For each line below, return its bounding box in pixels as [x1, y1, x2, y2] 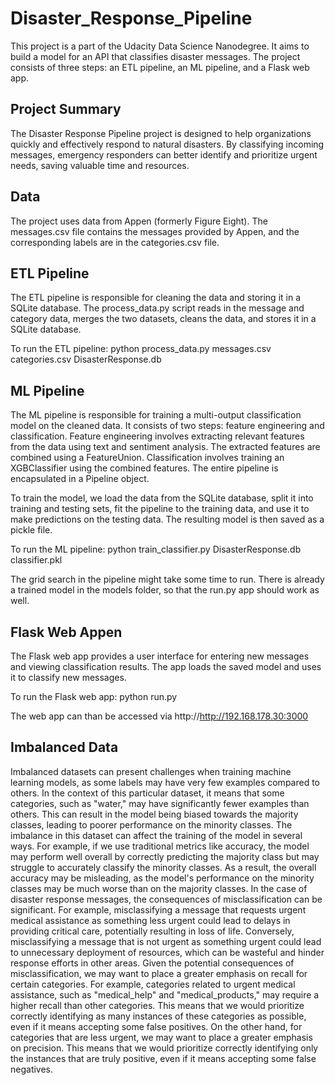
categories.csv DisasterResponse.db [10, 353, 162, 366]
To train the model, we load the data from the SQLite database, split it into [10, 492, 314, 504]
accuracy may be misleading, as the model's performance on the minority [10, 872, 315, 884]
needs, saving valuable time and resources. [10, 159, 190, 171]
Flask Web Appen [10, 623, 123, 641]
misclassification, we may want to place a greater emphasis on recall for [10, 967, 308, 979]
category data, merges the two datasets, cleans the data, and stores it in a [10, 313, 317, 325]
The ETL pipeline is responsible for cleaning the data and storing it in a [10, 292, 302, 304]
